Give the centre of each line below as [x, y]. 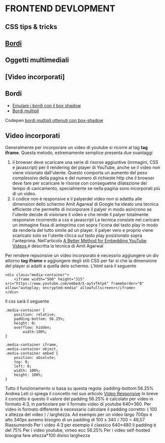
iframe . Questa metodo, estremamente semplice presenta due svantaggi [79, 153]
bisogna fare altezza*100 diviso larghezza [48, 436]
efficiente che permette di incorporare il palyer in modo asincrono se [82, 209]
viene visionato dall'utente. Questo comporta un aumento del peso [80, 173]
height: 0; [25, 323]
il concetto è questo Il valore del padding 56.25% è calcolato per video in [79, 399]
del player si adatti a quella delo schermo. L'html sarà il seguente [71, 266]
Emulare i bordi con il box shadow [47, 105]
